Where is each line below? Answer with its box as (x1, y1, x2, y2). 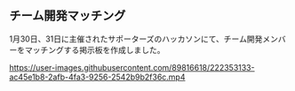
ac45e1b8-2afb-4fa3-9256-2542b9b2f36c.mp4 (9, 72, 186, 82)
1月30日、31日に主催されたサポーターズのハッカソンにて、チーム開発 (9, 34, 263, 44)
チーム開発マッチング (9, 8, 126, 24)
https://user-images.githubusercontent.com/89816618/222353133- (9, 62, 255, 72)
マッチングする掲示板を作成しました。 (24, 44, 165, 55)
